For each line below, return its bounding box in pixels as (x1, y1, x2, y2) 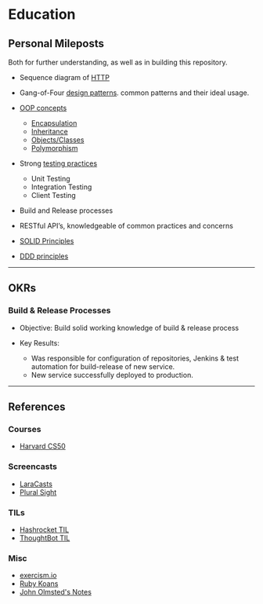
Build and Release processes (19, 206, 113, 215)
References (8, 401, 66, 414)
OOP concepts (19, 104, 67, 112)
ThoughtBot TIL (19, 533, 70, 543)
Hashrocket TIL (19, 525, 69, 534)
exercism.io (19, 571, 57, 580)
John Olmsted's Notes (19, 588, 92, 597)
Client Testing (31, 191, 76, 200)
